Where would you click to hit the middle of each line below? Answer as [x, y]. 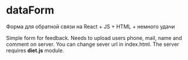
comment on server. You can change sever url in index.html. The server [93, 44]
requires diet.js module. [35, 50]
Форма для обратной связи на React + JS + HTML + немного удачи [90, 26]
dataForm [30, 10]
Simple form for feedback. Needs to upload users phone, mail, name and [94, 38]
